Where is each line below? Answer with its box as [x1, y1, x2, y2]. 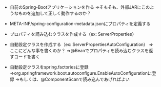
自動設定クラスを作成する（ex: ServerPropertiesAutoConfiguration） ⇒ [9, 42, 154, 47]
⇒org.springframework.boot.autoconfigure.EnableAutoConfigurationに [9, 70, 152, 76]
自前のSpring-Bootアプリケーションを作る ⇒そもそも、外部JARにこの [9, 4, 150, 10]
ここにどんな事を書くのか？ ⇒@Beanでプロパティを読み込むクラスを [9, 48, 149, 53]
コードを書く [14, 54, 40, 60]
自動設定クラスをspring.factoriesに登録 [9, 64, 89, 70]
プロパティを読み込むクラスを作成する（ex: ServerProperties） [9, 31, 137, 37]
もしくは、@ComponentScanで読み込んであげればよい [19, 76, 130, 82]
